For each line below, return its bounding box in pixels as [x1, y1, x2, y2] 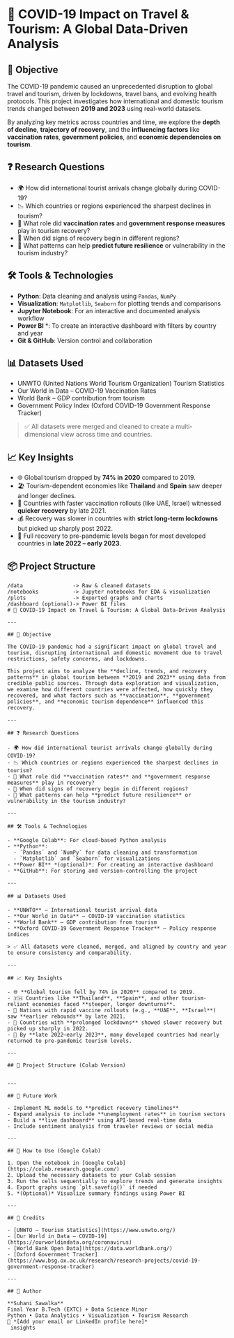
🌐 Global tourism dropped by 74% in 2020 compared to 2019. [17, 474, 196, 482]
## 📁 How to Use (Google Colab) [7, 1148, 101, 1155]
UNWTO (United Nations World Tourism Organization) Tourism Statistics [17, 379, 225, 388]
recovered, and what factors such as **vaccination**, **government [7, 692, 210, 700]
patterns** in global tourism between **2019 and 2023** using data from [7, 674, 226, 681]
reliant [7, 1001, 30, 1008]
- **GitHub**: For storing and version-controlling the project [7, 868, 198, 875]
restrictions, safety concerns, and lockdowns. [7, 656, 148, 663]
